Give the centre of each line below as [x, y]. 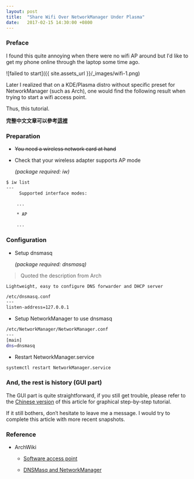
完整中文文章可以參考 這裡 [37, 120]
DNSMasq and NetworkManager [63, 470]
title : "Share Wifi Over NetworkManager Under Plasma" [75, 17]
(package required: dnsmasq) [50, 264]
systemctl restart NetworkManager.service [58, 368]
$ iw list [18, 182]
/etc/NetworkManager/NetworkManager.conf [57, 329]
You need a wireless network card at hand [65, 149]
